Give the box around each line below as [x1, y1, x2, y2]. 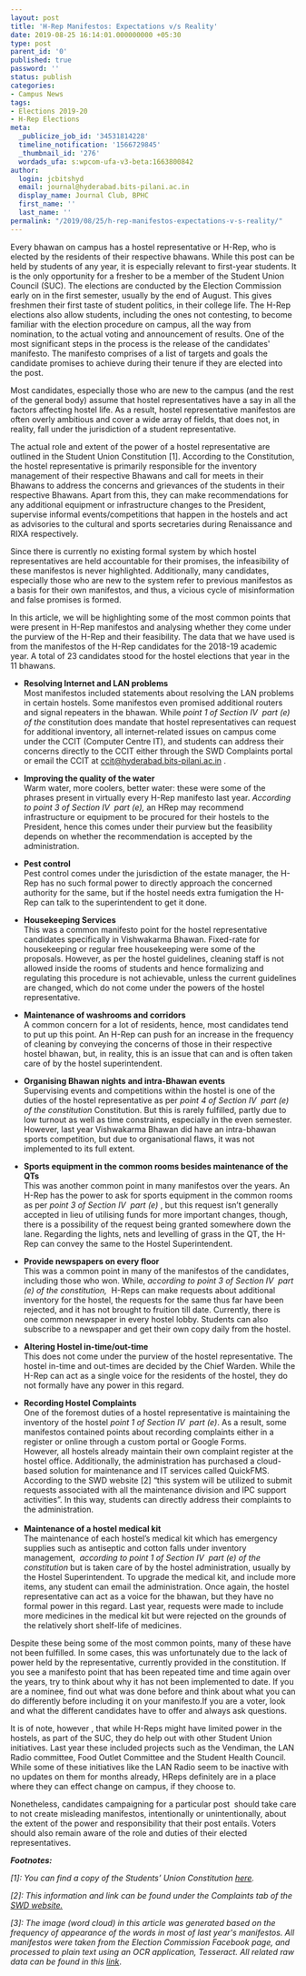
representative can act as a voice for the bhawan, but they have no [23, 1590, 274, 1602]
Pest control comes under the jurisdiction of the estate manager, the [23, 867, 280, 878]
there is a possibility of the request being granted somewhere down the [23, 1219, 291, 1230]
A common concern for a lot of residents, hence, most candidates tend [23, 1018, 289, 1029]
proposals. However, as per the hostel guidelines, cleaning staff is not [23, 953, 284, 964]
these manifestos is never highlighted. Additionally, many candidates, [10, 565, 270, 576]
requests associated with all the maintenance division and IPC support [23, 1485, 287, 1495]
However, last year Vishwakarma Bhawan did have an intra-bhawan [23, 1123, 276, 1134]
